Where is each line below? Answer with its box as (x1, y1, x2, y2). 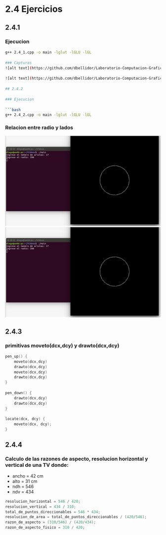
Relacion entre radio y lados (5, 124, 73, 131)
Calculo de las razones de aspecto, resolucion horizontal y (5, 455, 148, 462)
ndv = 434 (12, 488, 34, 494)
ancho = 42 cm (12, 473, 43, 479)
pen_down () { (5, 390, 32, 395)
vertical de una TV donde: (5, 462, 69, 469)
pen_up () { (5, 354, 28, 359)
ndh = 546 (12, 484, 34, 489)
